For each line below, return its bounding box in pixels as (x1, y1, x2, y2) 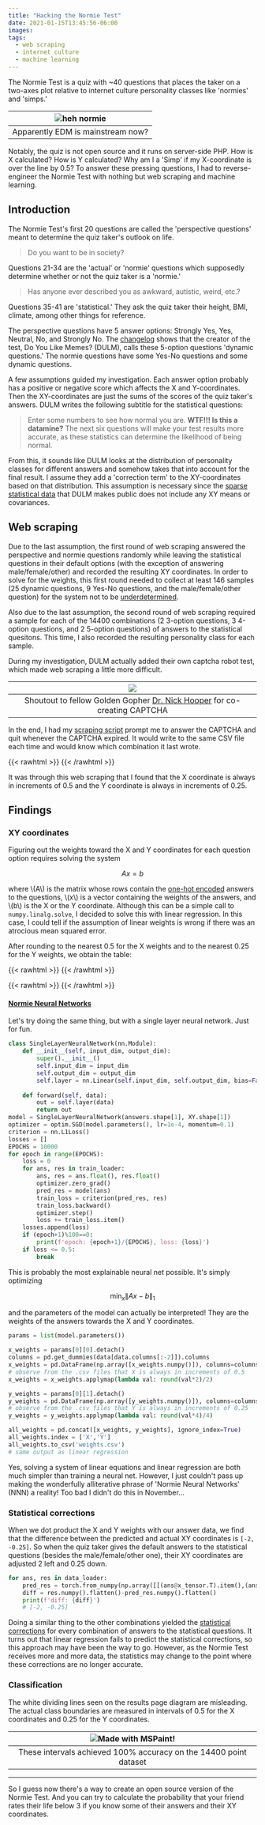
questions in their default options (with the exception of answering (8, 558, 224, 567)
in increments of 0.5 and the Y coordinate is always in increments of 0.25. (8, 780, 248, 790)
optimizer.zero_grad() (36, 1179, 111, 1188)
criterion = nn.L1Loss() (8, 1128, 90, 1136)
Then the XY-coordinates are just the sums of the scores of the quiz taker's (8, 391, 253, 401)
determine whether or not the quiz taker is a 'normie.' (8, 271, 181, 281)
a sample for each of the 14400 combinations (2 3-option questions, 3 (8, 616, 237, 625)
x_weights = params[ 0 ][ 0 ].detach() (8, 1346, 125, 1354)
